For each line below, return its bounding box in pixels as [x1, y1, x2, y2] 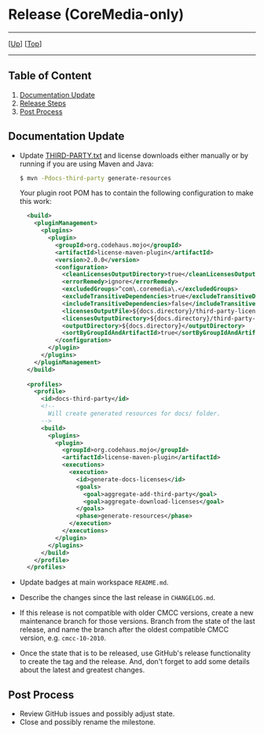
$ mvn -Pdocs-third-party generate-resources [19, 174, 171, 182]
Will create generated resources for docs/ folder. [48, 410, 221, 418]
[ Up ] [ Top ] [8, 39, 42, 48]
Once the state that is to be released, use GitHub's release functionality [19, 648, 251, 658]
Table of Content [8, 69, 92, 83]
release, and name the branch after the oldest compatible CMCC [19, 625, 229, 635]
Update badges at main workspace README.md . [19, 577, 169, 588]
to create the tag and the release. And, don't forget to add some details [19, 657, 250, 666]
